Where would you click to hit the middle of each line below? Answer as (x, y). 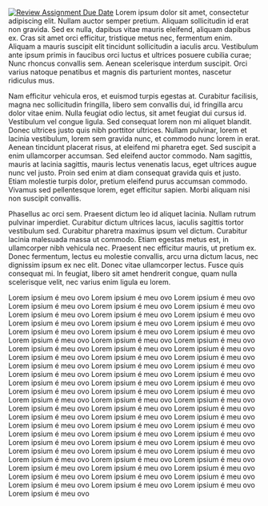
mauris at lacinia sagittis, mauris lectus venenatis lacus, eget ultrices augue (133, 164)
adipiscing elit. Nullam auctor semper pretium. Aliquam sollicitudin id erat (129, 21)
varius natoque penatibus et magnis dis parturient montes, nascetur (120, 72)
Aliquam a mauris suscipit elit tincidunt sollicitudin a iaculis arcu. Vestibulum (133, 47)
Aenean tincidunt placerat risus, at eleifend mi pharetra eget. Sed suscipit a (132, 147)
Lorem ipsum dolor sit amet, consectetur (182, 12)
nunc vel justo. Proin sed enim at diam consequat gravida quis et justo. (125, 173)
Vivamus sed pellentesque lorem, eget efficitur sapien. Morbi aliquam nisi (129, 190)
